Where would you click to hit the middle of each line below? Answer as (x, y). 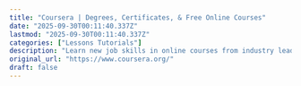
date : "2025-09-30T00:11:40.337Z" (74, 26)
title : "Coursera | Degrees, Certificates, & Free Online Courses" (138, 17)
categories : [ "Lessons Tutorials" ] (76, 43)
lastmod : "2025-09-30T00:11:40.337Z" (80, 34)
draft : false (34, 68)
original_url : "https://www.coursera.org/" (92, 59)
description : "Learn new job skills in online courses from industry (142, 51)
